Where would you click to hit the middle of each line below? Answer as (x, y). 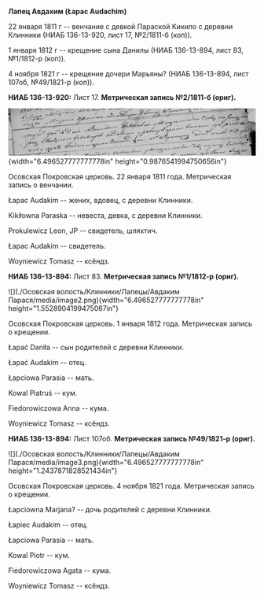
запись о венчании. (41, 185)
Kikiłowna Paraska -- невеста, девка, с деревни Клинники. (105, 216)
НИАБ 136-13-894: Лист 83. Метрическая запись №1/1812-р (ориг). (124, 277)
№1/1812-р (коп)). (37, 59)
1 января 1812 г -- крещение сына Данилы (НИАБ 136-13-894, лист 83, (126, 50)
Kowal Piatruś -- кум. (43, 393)
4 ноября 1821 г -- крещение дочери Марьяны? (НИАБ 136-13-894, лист (128, 74)
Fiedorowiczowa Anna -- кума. (59, 408)
